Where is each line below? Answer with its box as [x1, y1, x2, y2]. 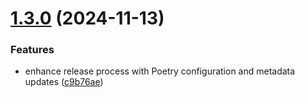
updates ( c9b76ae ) [24, 76, 104, 88]
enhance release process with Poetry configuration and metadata [24, 65, 296, 77]
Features [10, 43, 55, 57]
